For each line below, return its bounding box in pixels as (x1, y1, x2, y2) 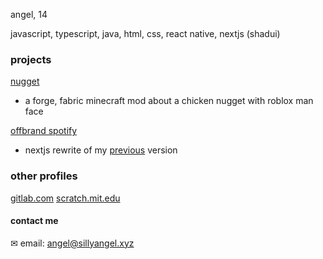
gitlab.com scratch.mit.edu (10, 192, 121, 204)
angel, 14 (10, 9, 48, 20)
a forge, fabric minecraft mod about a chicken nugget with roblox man (24, 95, 314, 107)
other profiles (10, 169, 78, 183)
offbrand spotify (10, 125, 78, 137)
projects (10, 52, 52, 66)
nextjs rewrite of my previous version (24, 144, 178, 156)
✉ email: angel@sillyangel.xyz (10, 237, 135, 249)
